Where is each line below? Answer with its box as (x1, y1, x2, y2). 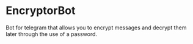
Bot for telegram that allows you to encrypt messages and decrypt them (5, 24, 187, 31)
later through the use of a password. (5, 30, 98, 37)
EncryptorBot (5, 4, 76, 18)
